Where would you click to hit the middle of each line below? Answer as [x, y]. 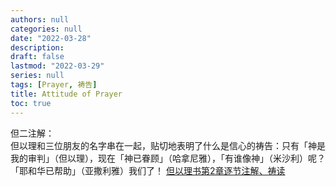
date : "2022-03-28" [51, 38]
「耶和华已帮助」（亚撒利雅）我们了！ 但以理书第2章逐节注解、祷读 [148, 170]
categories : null [46, 29]
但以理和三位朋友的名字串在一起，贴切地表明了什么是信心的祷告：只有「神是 [168, 145]
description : [37, 47]
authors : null [40, 19]
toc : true [31, 103]
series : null [37, 76]
